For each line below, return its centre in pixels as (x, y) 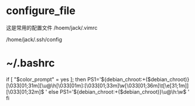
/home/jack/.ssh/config (34, 39)
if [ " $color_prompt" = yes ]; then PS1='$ (55, 79)
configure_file (41, 11)
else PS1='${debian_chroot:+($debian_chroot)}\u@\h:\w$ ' (119, 91)
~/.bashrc (30, 63)
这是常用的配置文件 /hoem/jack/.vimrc (52, 28)
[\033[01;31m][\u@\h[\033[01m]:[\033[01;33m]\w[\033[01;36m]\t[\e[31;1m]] (97, 86)
